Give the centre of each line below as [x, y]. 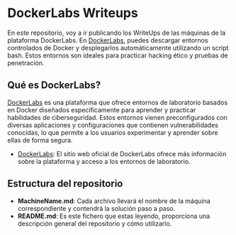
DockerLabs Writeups [73, 13]
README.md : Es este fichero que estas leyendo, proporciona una [114, 216]
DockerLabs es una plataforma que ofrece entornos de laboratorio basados [118, 102]
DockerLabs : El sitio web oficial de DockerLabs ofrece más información [122, 153]
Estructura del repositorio [65, 184]
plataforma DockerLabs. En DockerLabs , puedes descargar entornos [108, 40]
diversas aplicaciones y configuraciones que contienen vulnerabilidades [113, 125]
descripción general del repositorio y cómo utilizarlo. [95, 223]
